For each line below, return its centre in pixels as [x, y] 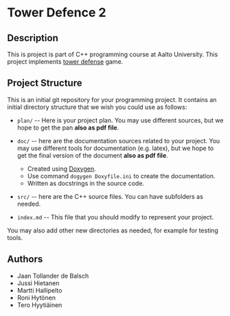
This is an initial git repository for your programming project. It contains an [112, 99]
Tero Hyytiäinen [39, 305]
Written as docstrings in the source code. [86, 183]
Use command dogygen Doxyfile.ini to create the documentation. [121, 175]
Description [33, 38]
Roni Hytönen [36, 297]
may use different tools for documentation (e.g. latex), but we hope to [115, 148]
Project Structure [45, 83]
